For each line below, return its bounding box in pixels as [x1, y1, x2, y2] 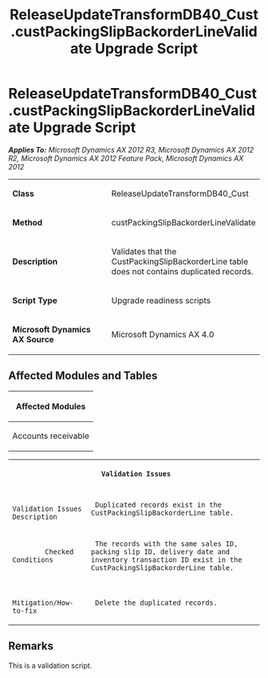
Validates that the [111, 245, 177, 257]
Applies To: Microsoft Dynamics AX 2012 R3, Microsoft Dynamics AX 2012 [8, 145, 254, 154]
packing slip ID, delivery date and [90, 547, 231, 556]
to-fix [12, 606, 37, 615]
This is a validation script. [8, 660, 93, 670]
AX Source [12, 333, 54, 345]
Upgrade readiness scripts [111, 294, 211, 305]
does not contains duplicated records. [111, 265, 254, 277]
